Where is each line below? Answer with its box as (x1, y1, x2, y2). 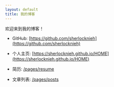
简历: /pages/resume (12, 66, 54, 72)
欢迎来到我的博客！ (5, 25, 44, 32)
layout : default (5, 7, 38, 12)
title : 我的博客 (5, 12, 35, 17)
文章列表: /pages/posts (12, 76, 59, 82)
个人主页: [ (12, 51, 34, 56)
